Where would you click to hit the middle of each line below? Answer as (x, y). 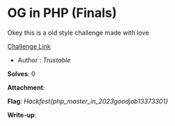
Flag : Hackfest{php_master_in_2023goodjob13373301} (88, 101)
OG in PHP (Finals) (62, 13)
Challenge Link (29, 46)
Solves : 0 (21, 74)
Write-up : (22, 115)
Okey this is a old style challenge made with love (78, 33)
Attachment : (26, 87)
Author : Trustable (44, 60)
